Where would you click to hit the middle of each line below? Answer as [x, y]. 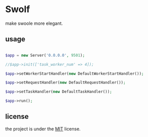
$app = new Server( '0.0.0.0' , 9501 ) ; [45, 55]
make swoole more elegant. [34, 23]
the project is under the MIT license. [43, 129]
